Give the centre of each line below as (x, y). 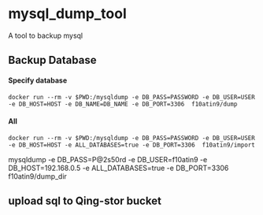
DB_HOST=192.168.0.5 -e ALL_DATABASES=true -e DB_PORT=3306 (119, 168)
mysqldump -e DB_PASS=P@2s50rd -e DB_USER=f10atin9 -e (108, 159)
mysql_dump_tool (68, 14)
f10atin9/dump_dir (37, 176)
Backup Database (52, 60)
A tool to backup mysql (46, 35)
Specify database (38, 80)
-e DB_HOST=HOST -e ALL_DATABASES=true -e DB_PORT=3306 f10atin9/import (132, 145)
